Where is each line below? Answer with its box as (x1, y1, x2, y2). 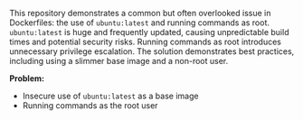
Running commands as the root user (22, 100, 158, 111)
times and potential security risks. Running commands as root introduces (9, 36, 282, 47)
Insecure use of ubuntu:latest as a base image (22, 90, 199, 101)
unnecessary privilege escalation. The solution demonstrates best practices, (9, 46, 295, 57)
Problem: (9, 73, 45, 84)
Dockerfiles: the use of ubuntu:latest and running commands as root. (9, 17, 270, 28)
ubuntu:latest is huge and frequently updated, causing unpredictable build (9, 27, 289, 37)
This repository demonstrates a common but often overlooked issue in (9, 8, 271, 18)
